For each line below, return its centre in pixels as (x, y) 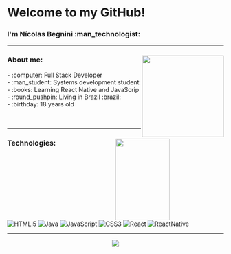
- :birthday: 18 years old (41, 104)
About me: (25, 60)
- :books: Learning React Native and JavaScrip (73, 89)
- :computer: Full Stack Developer (55, 75)
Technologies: (32, 143)
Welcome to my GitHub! (76, 13)
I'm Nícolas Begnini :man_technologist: (74, 34)
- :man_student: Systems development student (73, 82)
